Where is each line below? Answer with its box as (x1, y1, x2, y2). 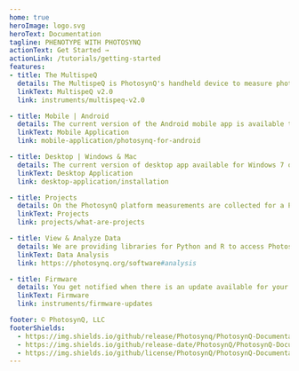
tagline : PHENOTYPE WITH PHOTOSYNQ (9, 37, 141, 47)
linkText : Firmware (17, 291, 90, 300)
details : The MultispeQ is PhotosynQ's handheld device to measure (17, 79, 273, 88)
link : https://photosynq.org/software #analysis (17, 258, 198, 267)
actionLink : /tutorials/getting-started (9, 54, 162, 63)
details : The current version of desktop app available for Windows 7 (17, 161, 285, 170)
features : (9, 63, 46, 72)
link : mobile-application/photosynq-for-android (17, 137, 201, 146)
